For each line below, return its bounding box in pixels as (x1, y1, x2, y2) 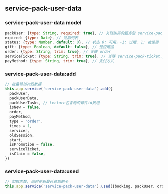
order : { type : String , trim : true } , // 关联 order (5, 49, 111, 54)
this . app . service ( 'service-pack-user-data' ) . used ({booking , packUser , (5, 184, 155, 189)
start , (9, 137, 23, 142)
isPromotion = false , (9, 142, 55, 147)
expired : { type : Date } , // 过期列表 (5, 35, 78, 40)
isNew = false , (9, 105, 41, 110)
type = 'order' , (9, 119, 43, 124)
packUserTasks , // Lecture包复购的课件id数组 (9, 100, 100, 105)
